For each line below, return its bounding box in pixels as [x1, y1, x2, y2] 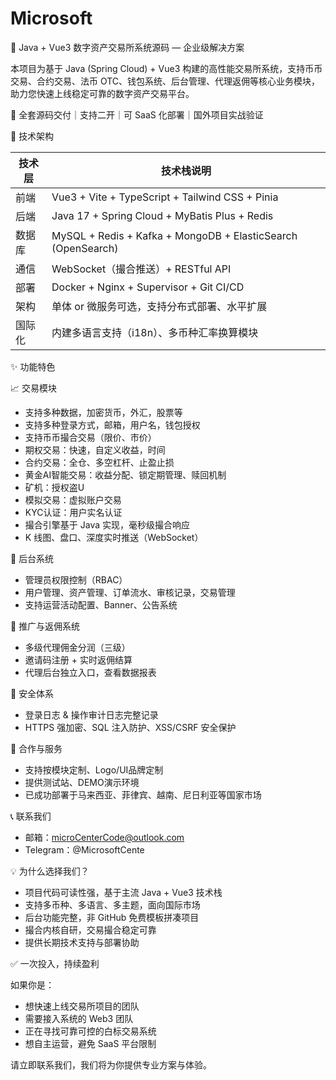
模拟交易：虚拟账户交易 [24, 493, 122, 506]
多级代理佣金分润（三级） [24, 641, 131, 653]
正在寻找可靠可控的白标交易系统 [24, 1025, 157, 1037]
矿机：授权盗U [24, 481, 85, 493]
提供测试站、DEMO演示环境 [24, 776, 140, 788]
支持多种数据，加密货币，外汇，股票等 [24, 406, 183, 418]
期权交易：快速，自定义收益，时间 [24, 443, 166, 456]
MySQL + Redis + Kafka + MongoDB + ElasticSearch [51, 228, 298, 242]
